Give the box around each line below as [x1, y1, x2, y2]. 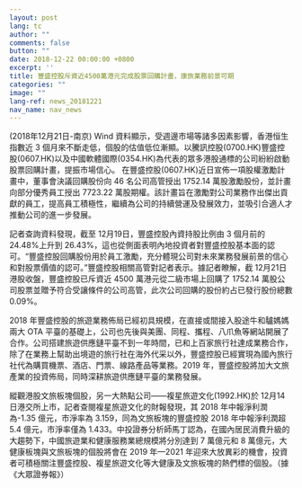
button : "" [9, 47, 50, 56]
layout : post [9, 13, 58, 22]
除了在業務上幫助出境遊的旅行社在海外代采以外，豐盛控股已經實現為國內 [9, 349, 277, 359]
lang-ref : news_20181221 [9, 96, 102, 106]
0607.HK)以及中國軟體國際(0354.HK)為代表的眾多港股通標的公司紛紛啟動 [20, 154, 290, 164]
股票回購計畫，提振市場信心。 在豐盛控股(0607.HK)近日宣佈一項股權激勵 [9, 164, 278, 175]
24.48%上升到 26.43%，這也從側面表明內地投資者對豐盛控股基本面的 [9, 240, 268, 251]
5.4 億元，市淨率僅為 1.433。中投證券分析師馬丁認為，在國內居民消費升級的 [9, 424, 290, 435]
